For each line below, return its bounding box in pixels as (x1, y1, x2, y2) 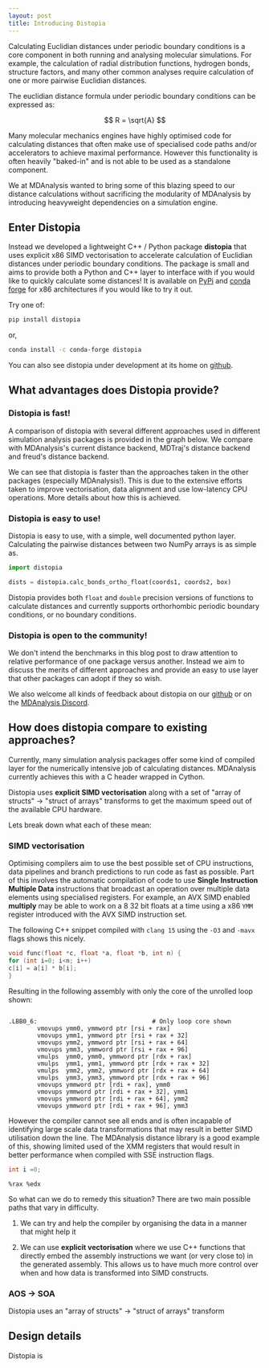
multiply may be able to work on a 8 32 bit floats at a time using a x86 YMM (8, 901, 254, 911)
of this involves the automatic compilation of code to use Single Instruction (8, 876, 259, 885)
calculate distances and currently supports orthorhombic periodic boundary (8, 601, 259, 610)
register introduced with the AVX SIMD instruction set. (8, 909, 187, 920)
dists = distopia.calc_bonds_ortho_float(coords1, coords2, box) (8, 578, 231, 586)
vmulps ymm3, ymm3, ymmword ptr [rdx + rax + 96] (37, 1073, 210, 1081)
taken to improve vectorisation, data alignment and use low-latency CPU (8, 484, 248, 494)
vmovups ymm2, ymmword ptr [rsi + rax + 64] (37, 1038, 189, 1047)
